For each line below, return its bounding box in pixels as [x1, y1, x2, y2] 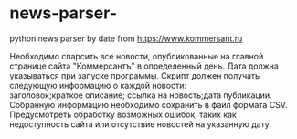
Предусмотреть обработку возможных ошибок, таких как [9, 109, 238, 120]
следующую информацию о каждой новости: [9, 80, 187, 91]
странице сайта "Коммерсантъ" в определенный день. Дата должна [9, 60, 279, 71]
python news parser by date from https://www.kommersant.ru [9, 33, 243, 44]
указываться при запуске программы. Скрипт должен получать [9, 69, 260, 80]
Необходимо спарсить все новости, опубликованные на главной [9, 50, 264, 61]
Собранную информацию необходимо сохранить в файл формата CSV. [9, 99, 288, 110]
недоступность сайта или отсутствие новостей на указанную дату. [9, 118, 272, 130]
